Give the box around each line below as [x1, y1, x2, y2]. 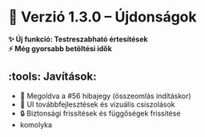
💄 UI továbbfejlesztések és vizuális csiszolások [19, 100, 175, 109]
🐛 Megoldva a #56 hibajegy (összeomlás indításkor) [19, 91, 191, 100]
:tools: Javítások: [8, 70, 97, 84]
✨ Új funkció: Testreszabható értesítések [8, 34, 148, 44]
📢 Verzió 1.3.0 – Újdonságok [8, 8, 198, 26]
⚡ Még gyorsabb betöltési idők [8, 44, 112, 53]
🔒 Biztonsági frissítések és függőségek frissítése [19, 108, 181, 118]
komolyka [19, 119, 53, 129]
